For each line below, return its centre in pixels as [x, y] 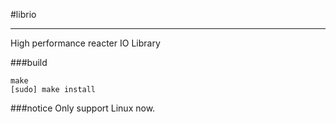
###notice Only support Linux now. [83, 108]
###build [29, 62]
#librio [23, 14]
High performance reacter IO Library [85, 43]
